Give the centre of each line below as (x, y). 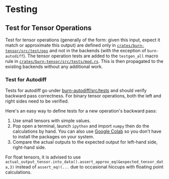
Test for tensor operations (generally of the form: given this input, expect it (83, 40)
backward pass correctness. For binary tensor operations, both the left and (83, 96)
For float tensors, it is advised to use (43, 157)
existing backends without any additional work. (54, 67)
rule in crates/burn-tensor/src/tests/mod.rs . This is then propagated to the (84, 61)
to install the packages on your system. (53, 137)
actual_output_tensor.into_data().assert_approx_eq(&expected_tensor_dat (84, 162)
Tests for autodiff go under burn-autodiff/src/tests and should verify (76, 91)
